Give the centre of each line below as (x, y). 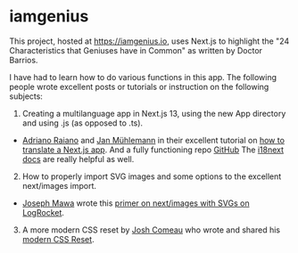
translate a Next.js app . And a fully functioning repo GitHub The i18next (153, 150)
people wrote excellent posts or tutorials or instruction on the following (139, 86)
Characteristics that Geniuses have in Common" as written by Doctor (136, 50)
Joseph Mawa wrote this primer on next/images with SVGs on (136, 203)
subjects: (26, 96)
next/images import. (59, 185)
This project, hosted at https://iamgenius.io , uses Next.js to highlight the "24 (149, 41)
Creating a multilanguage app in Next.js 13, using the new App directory (154, 113)
